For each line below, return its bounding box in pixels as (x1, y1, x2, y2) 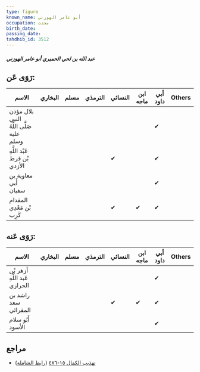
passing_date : (6, 31, 42, 37)
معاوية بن (9, 171, 33, 179)
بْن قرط (9, 154, 29, 163)
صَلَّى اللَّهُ (9, 122, 32, 131)
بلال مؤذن (9, 107, 34, 116)
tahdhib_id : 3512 (6, 36, 49, 42)
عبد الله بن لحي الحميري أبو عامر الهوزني (6, 55, 95, 62)
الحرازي (9, 281, 30, 290)
